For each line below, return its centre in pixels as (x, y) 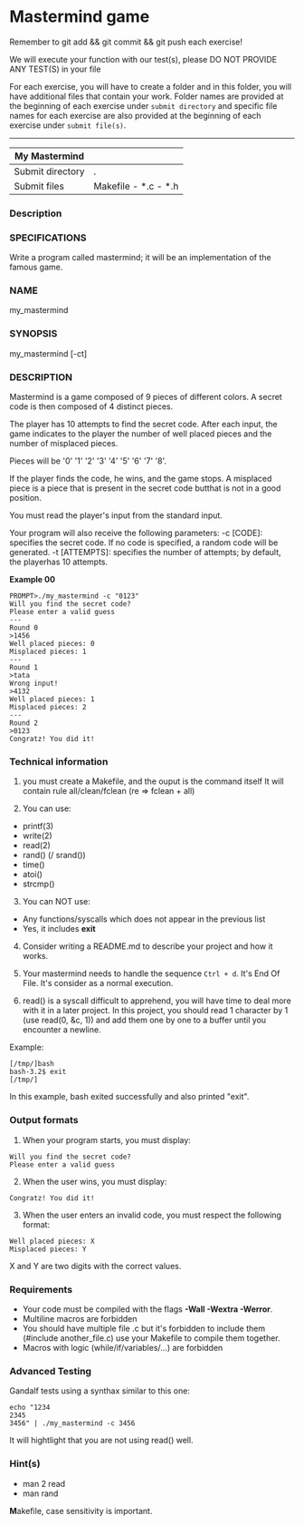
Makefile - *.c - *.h (136, 186)
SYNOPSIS (33, 334)
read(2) (37, 846)
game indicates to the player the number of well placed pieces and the (141, 434)
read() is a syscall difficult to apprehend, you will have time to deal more (157, 1001)
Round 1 (24, 668)
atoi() (33, 875)
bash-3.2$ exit (38, 1072)
